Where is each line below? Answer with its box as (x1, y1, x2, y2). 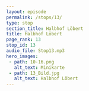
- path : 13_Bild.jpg (8, 70, 60, 76)
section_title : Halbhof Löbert (6, 25, 84, 32)
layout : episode (6, 8, 46, 15)
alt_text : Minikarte (14, 64, 65, 71)
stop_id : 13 (6, 43, 36, 48)
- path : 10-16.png (8, 59, 55, 65)
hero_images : (6, 53, 39, 59)
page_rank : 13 (6, 37, 42, 43)
